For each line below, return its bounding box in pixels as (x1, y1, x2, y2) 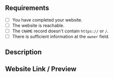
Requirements (5, 4, 49, 12)
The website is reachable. (12, 22, 65, 28)
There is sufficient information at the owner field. (12, 34, 110, 39)
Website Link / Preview (5, 65, 77, 73)
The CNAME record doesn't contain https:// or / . (12, 28, 109, 34)
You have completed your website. (12, 17, 83, 23)
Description (5, 48, 42, 56)
